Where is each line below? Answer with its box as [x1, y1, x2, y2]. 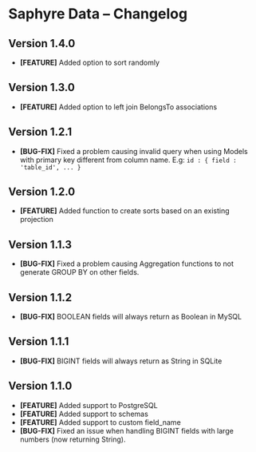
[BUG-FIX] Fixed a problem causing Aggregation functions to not [19, 259, 234, 268]
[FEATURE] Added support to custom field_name [19, 417, 181, 427]
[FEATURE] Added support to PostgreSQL [19, 400, 158, 410]
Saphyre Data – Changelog [8, 5, 188, 23]
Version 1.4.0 [8, 37, 76, 50]
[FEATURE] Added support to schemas [19, 409, 149, 418]
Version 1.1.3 [8, 237, 73, 252]
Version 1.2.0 [8, 185, 76, 199]
